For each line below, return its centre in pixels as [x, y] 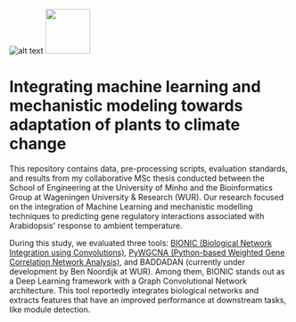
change [38, 144]
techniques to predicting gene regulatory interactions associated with [137, 216]
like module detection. [50, 309]
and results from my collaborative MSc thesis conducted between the [137, 178]
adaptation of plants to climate [125, 125]
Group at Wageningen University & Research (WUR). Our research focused [147, 197]
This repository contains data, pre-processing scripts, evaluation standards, [148, 168]
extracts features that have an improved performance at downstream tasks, [148, 300]
